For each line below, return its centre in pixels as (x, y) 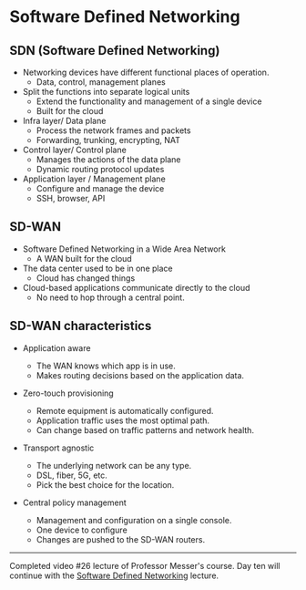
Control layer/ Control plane (75, 150)
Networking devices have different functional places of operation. (146, 72)
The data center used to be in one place (97, 268)
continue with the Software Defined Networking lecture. (114, 575)
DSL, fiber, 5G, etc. (71, 475)
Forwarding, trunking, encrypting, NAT (108, 140)
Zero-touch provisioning (68, 393)
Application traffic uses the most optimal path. (123, 420)
